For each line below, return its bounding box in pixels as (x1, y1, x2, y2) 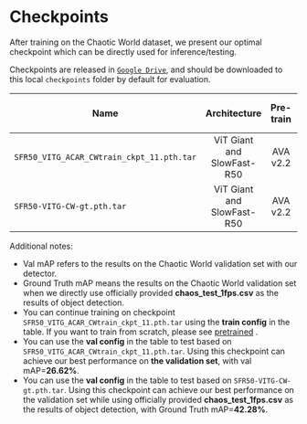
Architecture (205, 107, 262, 120)
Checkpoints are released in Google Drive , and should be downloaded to (9, 64, 283, 75)
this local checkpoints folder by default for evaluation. (9, 73, 212, 84)
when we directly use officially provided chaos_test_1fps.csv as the (22, 287, 279, 298)
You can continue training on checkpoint (22, 306, 175, 317)
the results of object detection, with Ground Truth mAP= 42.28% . (22, 404, 268, 415)
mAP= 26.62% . (22, 365, 79, 376)
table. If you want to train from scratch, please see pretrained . (22, 326, 259, 337)
